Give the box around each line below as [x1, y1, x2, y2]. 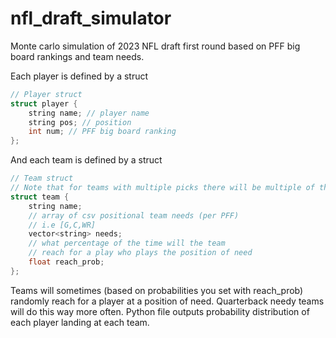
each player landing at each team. [10, 316, 150, 328]
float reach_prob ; [28, 257, 105, 267]
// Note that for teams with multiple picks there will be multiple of [10, 183, 315, 193]
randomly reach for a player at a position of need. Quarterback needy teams [10, 295, 325, 307]
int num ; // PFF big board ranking [28, 127, 177, 137]
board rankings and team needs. [10, 50, 145, 62]
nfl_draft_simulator [10, 7, 172, 30]
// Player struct [10, 89, 83, 99]
